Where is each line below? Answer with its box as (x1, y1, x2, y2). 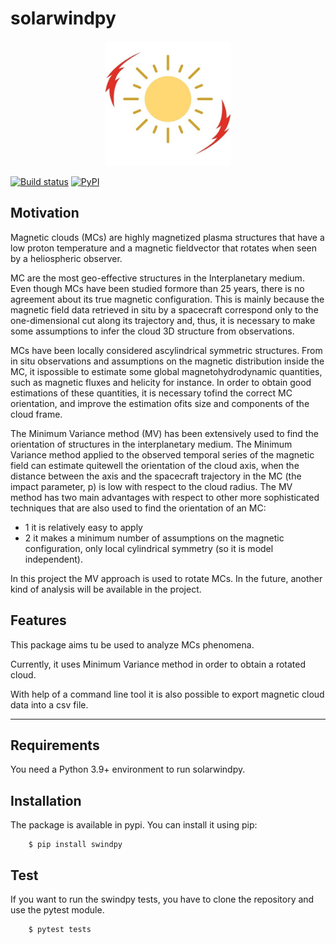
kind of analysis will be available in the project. (10, 583, 202, 595)
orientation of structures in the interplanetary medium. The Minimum (10, 438, 293, 450)
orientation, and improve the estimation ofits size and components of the (10, 397, 310, 409)
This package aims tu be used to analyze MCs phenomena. (10, 638, 255, 651)
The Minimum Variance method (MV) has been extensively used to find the (10, 427, 319, 439)
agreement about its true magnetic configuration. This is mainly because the (10, 293, 325, 305)
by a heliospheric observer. (10, 252, 123, 264)
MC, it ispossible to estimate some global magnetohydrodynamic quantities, (10, 365, 323, 377)
